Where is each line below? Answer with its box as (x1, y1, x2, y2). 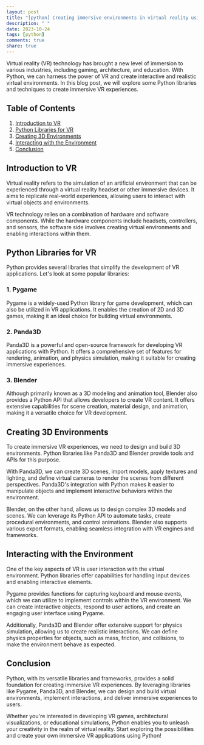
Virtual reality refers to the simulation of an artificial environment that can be (6, 179, 197, 187)
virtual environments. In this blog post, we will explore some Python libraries (6, 79, 197, 86)
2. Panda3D (6, 327, 41, 336)
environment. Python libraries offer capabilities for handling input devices (6, 571, 190, 579)
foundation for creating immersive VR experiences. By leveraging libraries (6, 681, 191, 688)
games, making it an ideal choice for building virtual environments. (6, 312, 173, 319)
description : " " (6, 20, 50, 26)
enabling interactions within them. (6, 230, 91, 237)
